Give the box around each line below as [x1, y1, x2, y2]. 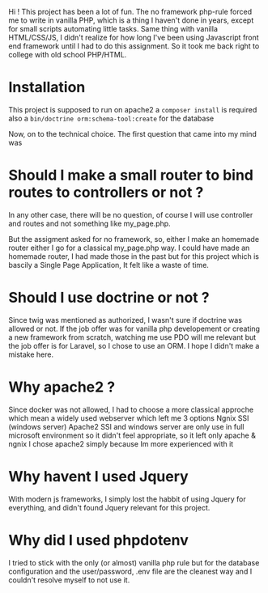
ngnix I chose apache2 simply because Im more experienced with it [8, 438, 234, 448]
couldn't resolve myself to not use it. [8, 574, 130, 585]
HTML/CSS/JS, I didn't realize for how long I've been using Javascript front [8, 32, 259, 42]
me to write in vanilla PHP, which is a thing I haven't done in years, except [8, 15, 254, 25]
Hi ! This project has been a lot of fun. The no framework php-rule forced [8, 7, 253, 16]
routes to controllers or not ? [8, 184, 204, 201]
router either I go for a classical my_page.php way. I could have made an [8, 243, 250, 252]
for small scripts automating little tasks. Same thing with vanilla [8, 24, 219, 33]
